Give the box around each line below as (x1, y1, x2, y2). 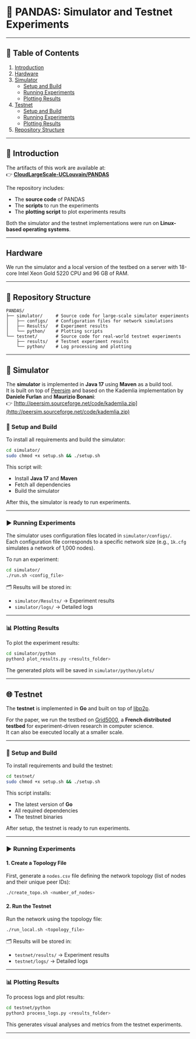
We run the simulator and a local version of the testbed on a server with (6, 264, 178, 271)
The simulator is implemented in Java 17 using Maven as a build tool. (6, 381, 173, 387)
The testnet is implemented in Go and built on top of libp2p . (6, 704, 150, 711)
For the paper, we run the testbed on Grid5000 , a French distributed (6, 716, 171, 723)
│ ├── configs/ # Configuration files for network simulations (6, 318, 174, 324)
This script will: (6, 464, 43, 471)
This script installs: (6, 789, 51, 796)
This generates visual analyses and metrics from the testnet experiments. (6, 1021, 183, 1028)
